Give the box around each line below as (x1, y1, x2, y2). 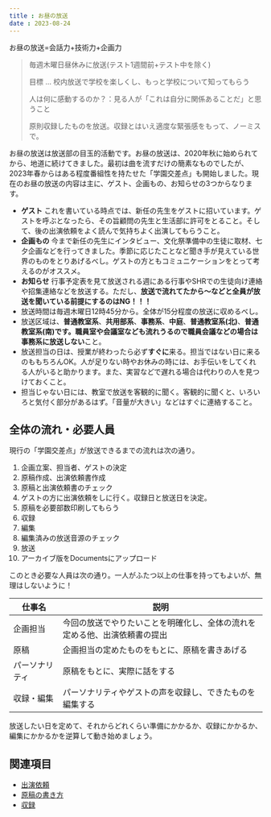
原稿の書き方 (20, 790, 64, 800)
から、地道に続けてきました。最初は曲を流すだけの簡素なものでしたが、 (9, 158, 248, 168)
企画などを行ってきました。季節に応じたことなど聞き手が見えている (27, 246, 253, 255)
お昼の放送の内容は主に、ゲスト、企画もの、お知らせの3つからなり (23, 178, 246, 188)
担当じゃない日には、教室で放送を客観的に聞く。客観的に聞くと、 (20, 387, 240, 396)
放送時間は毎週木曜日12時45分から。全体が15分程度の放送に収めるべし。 (20, 306, 263, 316)
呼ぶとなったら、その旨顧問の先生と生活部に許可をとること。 (42, 215, 247, 226)
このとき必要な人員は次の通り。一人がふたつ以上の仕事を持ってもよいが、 (9, 570, 256, 580)
